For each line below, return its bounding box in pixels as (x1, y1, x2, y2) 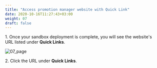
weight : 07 (5, 16, 27, 21)
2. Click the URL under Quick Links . (5, 58, 77, 64)
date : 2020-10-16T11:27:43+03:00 (5, 12, 73, 17)
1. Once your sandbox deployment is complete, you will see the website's (5, 34, 152, 40)
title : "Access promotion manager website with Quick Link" (5, 7, 130, 12)
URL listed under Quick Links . (5, 39, 65, 45)
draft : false (5, 20, 32, 26)
